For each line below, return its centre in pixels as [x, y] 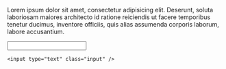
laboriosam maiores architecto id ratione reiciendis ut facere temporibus [109, 17]
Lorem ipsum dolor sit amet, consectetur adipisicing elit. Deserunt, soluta [110, 10]
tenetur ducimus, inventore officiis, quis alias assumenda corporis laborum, [113, 24]
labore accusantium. [36, 31]
